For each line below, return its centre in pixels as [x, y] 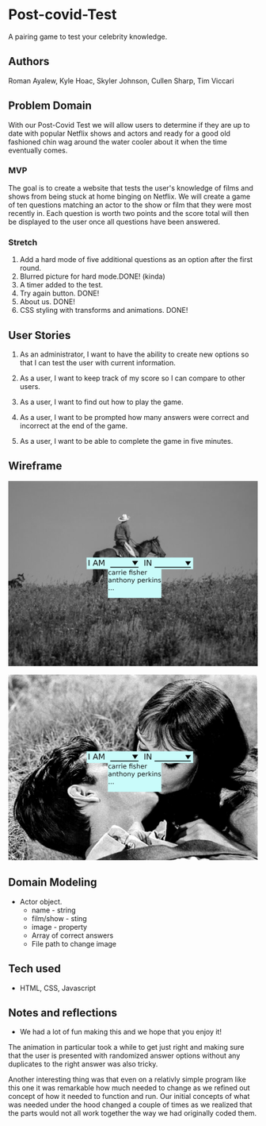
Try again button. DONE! [59, 293]
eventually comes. [38, 150]
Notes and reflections [63, 1013]
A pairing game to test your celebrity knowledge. [88, 37]
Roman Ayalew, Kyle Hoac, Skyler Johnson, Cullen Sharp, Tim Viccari [122, 80]
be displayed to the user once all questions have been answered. [114, 222]
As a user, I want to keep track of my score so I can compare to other [132, 378]
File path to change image [74, 943]
